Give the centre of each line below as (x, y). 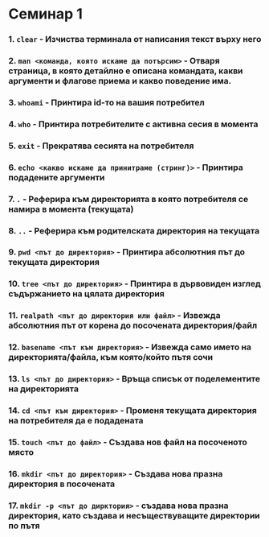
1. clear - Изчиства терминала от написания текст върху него (135, 39)
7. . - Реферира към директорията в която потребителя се (128, 199)
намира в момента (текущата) (71, 209)
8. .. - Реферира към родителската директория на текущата (134, 230)
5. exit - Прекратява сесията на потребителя (101, 146)
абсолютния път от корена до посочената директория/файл (133, 325)
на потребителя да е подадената (76, 421)
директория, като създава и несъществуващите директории (134, 515)
